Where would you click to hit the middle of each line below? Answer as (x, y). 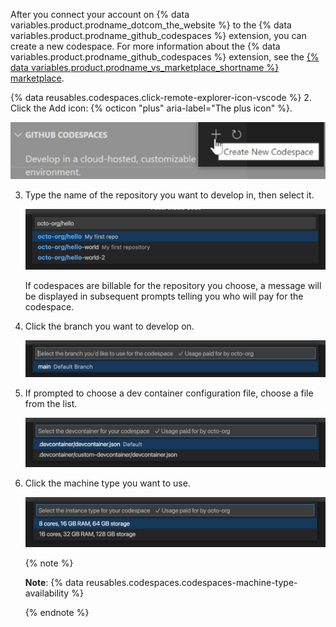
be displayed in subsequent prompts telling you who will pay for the (164, 296)
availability (47, 593)
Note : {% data (54, 582)
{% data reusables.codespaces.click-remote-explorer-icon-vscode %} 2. (161, 97)
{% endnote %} (57, 612)
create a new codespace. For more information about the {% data (145, 46)
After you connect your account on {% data (100, 14)
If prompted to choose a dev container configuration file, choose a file (169, 393)
